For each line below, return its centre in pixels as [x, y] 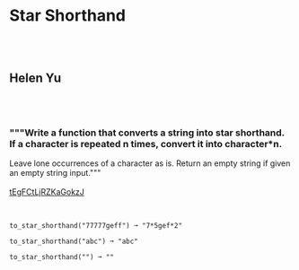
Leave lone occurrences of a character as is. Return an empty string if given [150, 163]
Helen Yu [35, 78]
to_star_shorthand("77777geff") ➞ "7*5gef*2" [96, 226]
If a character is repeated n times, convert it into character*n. [146, 144]
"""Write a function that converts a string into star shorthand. [147, 133]
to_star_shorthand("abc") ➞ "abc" [74, 242]
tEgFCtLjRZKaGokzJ [47, 192]
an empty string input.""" [55, 173]
